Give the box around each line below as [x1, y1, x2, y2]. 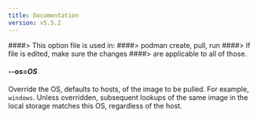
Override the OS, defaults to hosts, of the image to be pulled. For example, [8, 84, 249, 94]
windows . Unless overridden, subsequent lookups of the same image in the [8, 92, 249, 102]
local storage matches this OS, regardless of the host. [8, 101, 182, 110]
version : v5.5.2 [8, 19, 61, 27]
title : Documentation [8, 11, 79, 20]
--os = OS [8, 67, 38, 76]
